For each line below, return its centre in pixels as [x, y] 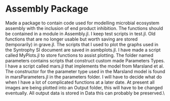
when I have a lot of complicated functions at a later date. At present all [80, 82]
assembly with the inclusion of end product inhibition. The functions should [84, 28]
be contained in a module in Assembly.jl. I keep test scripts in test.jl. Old [80, 33]
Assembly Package [47, 9]
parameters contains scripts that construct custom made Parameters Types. [85, 60]
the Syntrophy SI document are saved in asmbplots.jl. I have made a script [83, 50]
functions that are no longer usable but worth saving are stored [72, 39]
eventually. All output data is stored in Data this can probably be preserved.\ [85, 93]
